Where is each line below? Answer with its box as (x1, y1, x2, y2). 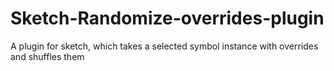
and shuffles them (10, 50, 85, 62)
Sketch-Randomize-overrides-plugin (10, 7, 325, 30)
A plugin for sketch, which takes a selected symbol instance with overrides (10, 40, 319, 52)
